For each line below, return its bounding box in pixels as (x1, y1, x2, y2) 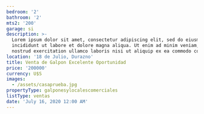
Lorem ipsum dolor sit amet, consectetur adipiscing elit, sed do (12, 37, 183, 43)
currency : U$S (6, 71, 42, 77)
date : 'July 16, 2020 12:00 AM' (6, 98, 88, 104)
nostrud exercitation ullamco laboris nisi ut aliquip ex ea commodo (12, 48, 191, 54)
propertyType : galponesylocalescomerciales (6, 87, 118, 93)
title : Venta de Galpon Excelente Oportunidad (6, 59, 126, 65)
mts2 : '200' (6, 20, 36, 26)
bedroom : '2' (6, 8, 39, 15)
